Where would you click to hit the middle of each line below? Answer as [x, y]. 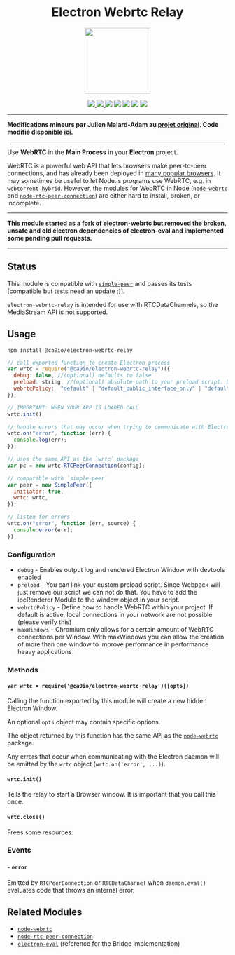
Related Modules [45, 912]
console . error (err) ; [43, 530]
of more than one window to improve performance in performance [113, 644]
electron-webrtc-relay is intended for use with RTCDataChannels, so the [113, 304]
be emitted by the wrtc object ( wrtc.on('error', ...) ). [86, 764]
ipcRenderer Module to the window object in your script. [98, 600]
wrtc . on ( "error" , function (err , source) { [72, 524]
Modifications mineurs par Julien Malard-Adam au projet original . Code [113, 124]
